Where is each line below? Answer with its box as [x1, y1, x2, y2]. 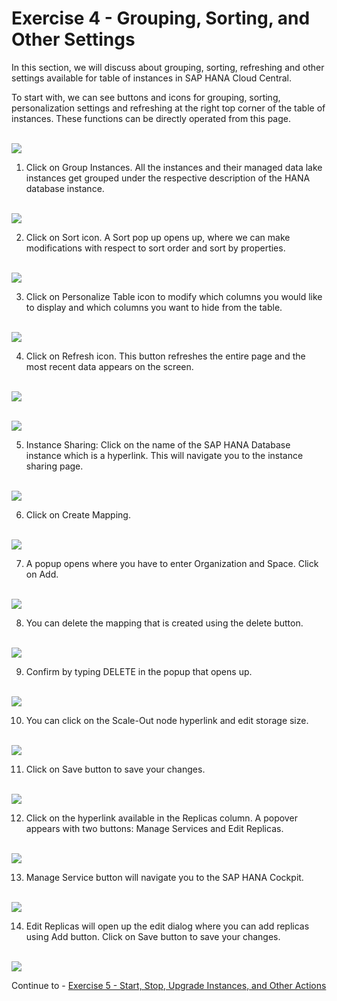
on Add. [25, 568, 59, 580]
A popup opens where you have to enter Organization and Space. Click [25, 557, 319, 569]
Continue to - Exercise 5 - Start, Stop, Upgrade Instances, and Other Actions [11, 979, 327, 991]
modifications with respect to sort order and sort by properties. [25, 242, 286, 254]
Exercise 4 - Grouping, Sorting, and [11, 7, 311, 30]
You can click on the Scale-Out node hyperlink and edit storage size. [25, 714, 309, 726]
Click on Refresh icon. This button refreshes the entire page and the [25, 350, 306, 362]
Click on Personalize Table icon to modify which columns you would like [25, 290, 323, 302]
